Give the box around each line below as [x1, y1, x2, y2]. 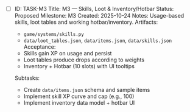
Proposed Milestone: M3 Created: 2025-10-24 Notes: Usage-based [14, 12, 185, 19]
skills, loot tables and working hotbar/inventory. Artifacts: [14, 18, 158, 26]
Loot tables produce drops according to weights [23, 56, 144, 63]
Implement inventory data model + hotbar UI [23, 99, 135, 107]
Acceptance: [23, 43, 56, 51]
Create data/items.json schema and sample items [23, 86, 150, 94]
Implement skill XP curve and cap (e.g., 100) [23, 93, 135, 100]
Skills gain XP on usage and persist [23, 50, 112, 57]
